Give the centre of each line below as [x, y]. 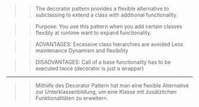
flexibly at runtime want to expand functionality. [94, 33]
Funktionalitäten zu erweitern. [72, 98]
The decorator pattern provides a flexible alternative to [102, 9]
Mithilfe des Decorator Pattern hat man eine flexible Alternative [112, 85]
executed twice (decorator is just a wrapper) [89, 68]
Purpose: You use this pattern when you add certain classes [109, 26]
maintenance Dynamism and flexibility [82, 51]
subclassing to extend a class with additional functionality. [106, 15]
